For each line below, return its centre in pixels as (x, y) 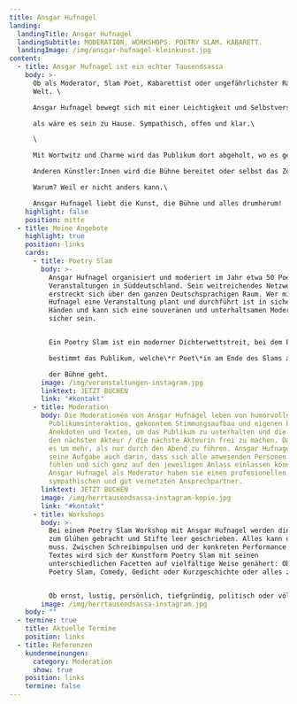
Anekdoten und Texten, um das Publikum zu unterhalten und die (168, 432)
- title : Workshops (68, 514)
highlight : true (55, 236)
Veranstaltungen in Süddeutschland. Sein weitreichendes (156, 286)
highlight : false (57, 212)
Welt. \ (47, 91)
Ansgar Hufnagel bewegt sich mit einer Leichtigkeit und (140, 107)
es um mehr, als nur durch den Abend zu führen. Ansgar (153, 448)
